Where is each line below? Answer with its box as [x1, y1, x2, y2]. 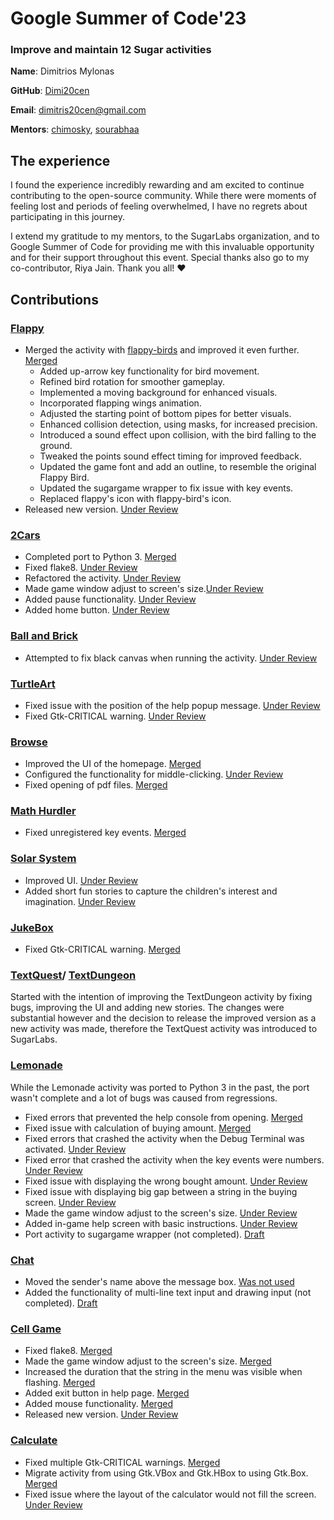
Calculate [10, 1433, 58, 1447]
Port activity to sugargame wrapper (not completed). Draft [24, 1228, 265, 1240]
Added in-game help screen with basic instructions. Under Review [24, 1217, 298, 1229]
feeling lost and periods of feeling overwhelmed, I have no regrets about [10, 200, 308, 212]
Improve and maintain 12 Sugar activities [10, 43, 212, 57]
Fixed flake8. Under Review [24, 562, 138, 574]
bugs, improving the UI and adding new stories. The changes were [10, 1002, 285, 1014]
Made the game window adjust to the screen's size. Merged [24, 1355, 272, 1367]
